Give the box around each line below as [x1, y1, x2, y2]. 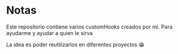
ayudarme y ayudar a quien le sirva [6, 29, 93, 36]
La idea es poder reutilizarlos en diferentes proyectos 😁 [6, 41, 145, 48]
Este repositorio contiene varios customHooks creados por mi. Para [6, 23, 173, 30]
